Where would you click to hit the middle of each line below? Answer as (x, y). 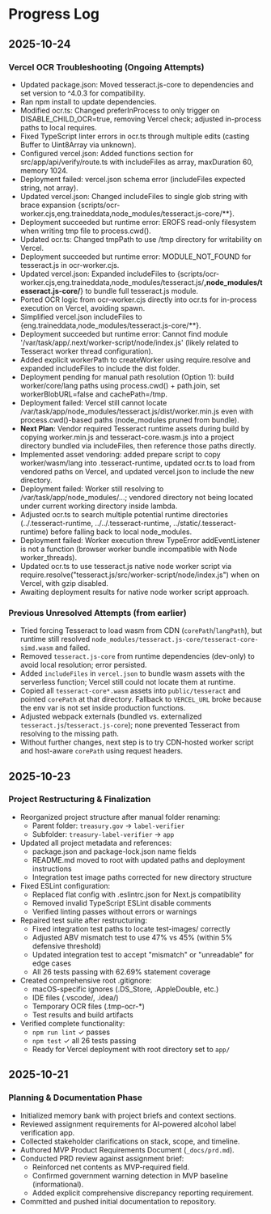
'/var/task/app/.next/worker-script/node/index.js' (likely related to (129, 342)
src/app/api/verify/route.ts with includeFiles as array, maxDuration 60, (137, 162)
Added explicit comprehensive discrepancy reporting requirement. (143, 1193)
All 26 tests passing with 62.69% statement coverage (121, 971)
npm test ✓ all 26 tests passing (84, 1040)
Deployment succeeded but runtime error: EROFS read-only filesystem (138, 222)
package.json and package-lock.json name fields (114, 851)
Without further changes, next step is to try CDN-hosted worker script (137, 742)
